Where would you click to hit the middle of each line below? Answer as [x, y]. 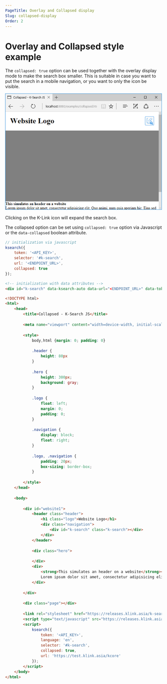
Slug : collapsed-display [31, 16]
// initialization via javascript [41, 242]
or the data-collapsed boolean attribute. [46, 232]
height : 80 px [54, 356]
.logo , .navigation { [54, 456]
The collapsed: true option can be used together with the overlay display [81, 71]
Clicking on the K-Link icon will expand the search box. [61, 217]
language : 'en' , [57, 640]
